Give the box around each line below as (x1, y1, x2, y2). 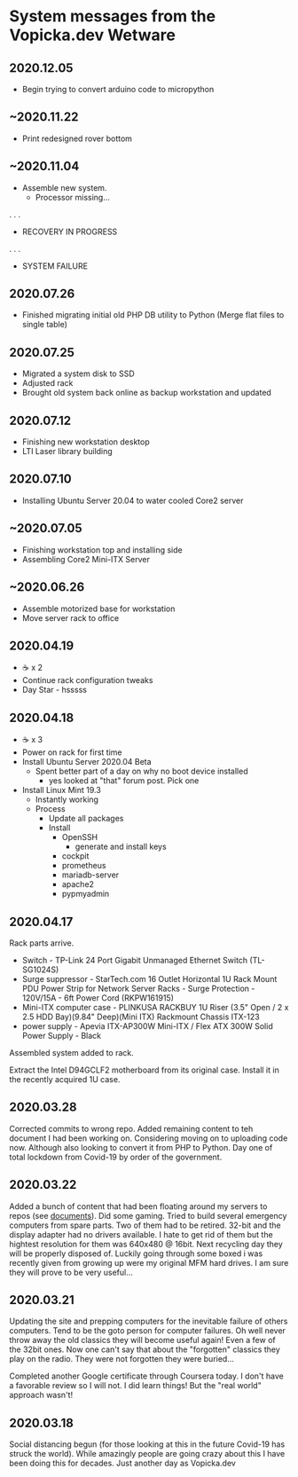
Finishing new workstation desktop (21, 436, 151, 447)
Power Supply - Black (21, 1030, 102, 1041)
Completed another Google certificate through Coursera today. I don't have (9, 1371, 284, 1381)
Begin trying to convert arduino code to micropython (21, 84, 215, 94)
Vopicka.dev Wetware (9, 25, 176, 45)
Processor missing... (35, 192, 111, 202)
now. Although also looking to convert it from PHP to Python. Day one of (9, 1142, 273, 1152)
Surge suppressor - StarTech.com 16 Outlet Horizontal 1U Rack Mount (21, 973, 278, 984)
